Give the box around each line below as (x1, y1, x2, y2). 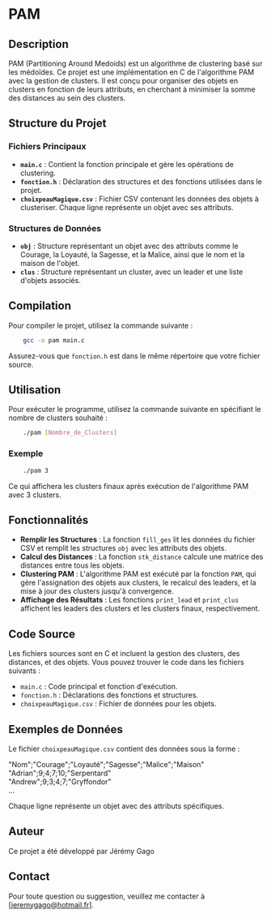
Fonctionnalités (8, 513, 89, 527)
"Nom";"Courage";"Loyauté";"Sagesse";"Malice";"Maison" (8, 759, 205, 769)
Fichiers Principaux (8, 141, 87, 152)
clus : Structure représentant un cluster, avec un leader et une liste (19, 267, 243, 277)
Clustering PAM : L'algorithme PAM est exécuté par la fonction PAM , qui (19, 569, 256, 579)
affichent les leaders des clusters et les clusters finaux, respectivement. (19, 603, 260, 613)
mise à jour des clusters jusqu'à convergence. (19, 586, 174, 596)
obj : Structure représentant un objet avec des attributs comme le (19, 241, 239, 251)
